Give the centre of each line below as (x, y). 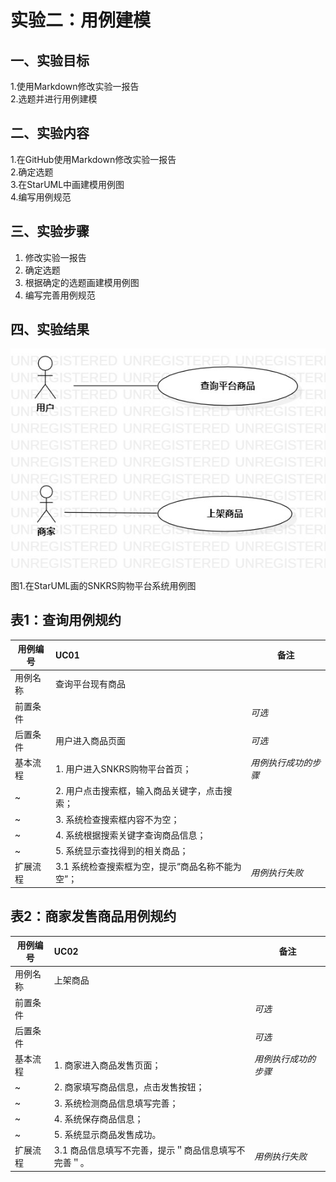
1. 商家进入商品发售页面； (107, 1065)
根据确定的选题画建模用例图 (82, 282)
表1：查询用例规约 (66, 620)
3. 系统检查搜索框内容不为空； (117, 819)
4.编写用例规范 (41, 197)
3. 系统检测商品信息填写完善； (116, 1103)
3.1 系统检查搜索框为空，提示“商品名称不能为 (148, 867)
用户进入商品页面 (91, 740)
